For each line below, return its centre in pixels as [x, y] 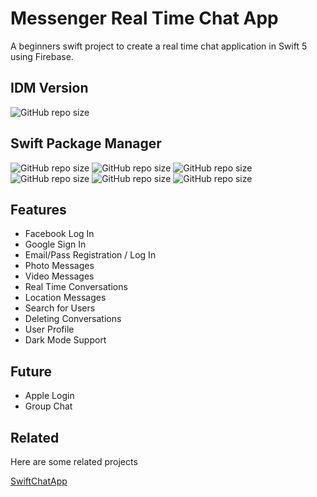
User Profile [49, 329]
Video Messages [59, 276]
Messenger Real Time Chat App [144, 18]
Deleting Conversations [73, 319]
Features [38, 209]
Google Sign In [55, 244]
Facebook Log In [59, 234]
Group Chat [48, 406]
